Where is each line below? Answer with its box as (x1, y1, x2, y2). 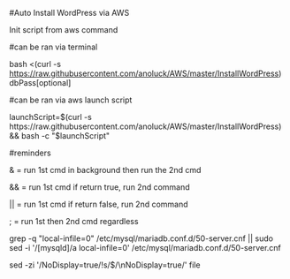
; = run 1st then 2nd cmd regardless (9, 216, 139, 226)
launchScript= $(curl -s (9, 112, 93, 122)
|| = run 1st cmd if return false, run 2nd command (9, 199, 188, 209)
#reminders (9, 147, 51, 158)
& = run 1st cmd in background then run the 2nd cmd (9, 165, 202, 175)
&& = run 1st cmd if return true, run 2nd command (9, 182, 190, 192)
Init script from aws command (9, 25, 118, 34)
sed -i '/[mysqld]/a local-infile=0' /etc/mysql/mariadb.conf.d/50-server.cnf (9, 243, 281, 253)
